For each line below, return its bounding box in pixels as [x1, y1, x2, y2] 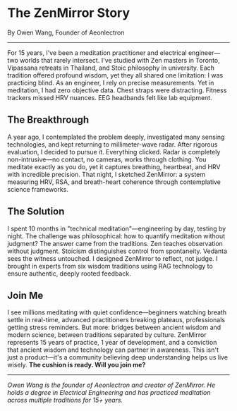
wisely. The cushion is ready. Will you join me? [7, 361, 146, 369]
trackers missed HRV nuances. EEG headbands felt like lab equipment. [7, 93, 213, 102]
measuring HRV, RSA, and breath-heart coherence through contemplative [7, 178, 221, 186]
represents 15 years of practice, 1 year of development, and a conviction [7, 338, 217, 347]
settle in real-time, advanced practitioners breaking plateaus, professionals [7, 316, 226, 324]
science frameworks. [7, 185, 68, 193]
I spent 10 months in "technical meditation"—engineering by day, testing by [7, 224, 226, 233]
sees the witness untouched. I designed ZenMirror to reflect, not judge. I [7, 254, 218, 262]
